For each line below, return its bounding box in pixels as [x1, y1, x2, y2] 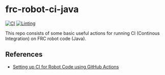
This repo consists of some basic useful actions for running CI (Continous [5, 30, 160, 36]
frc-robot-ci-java [5, 4, 79, 15]
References [5, 50, 43, 59]
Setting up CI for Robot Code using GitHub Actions [12, 63, 119, 69]
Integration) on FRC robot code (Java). [5, 35, 87, 42]
